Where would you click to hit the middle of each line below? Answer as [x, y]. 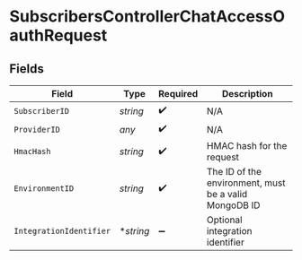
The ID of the [234, 172]
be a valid [227, 194]
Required [178, 94]
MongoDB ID [233, 205]
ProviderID [37, 129]
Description [247, 94]
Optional [224, 220]
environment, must [246, 183]
